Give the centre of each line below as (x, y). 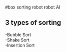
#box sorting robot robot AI (33, 7)
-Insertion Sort (20, 45)
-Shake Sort (17, 40)
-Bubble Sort (18, 35)
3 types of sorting (33, 23)
